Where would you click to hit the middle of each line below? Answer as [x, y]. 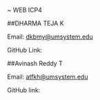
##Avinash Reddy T [35, 63]
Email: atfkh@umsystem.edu [48, 77]
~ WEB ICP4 [25, 10]
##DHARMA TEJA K [36, 23]
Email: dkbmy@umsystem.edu [50, 37]
